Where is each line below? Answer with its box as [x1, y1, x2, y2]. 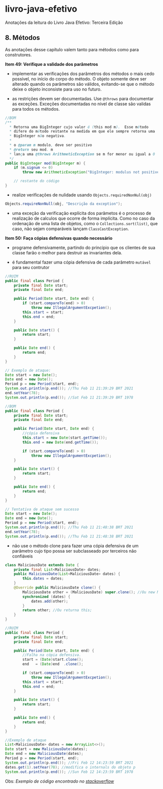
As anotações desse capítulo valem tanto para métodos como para [5, 46, 139, 52]
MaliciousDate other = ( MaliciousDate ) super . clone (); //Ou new [22, 590, 155, 595]
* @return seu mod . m [9, 147, 53, 152]
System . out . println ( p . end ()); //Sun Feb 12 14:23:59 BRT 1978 [5, 769, 133, 774]
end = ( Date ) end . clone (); [22, 662, 83, 667]
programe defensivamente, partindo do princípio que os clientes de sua [12, 245, 155, 250]
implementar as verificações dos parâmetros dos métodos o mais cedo [12, 71, 155, 77]
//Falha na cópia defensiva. [22, 653, 81, 657]
